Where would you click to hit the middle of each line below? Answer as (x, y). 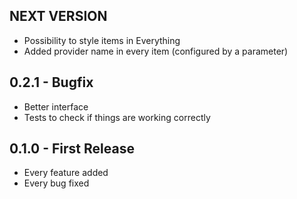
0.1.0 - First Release (72, 149)
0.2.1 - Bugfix (51, 82)
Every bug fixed (56, 183)
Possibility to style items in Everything (102, 40)
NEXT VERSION (58, 16)
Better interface (56, 106)
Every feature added (66, 173)
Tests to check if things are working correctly (117, 117)
